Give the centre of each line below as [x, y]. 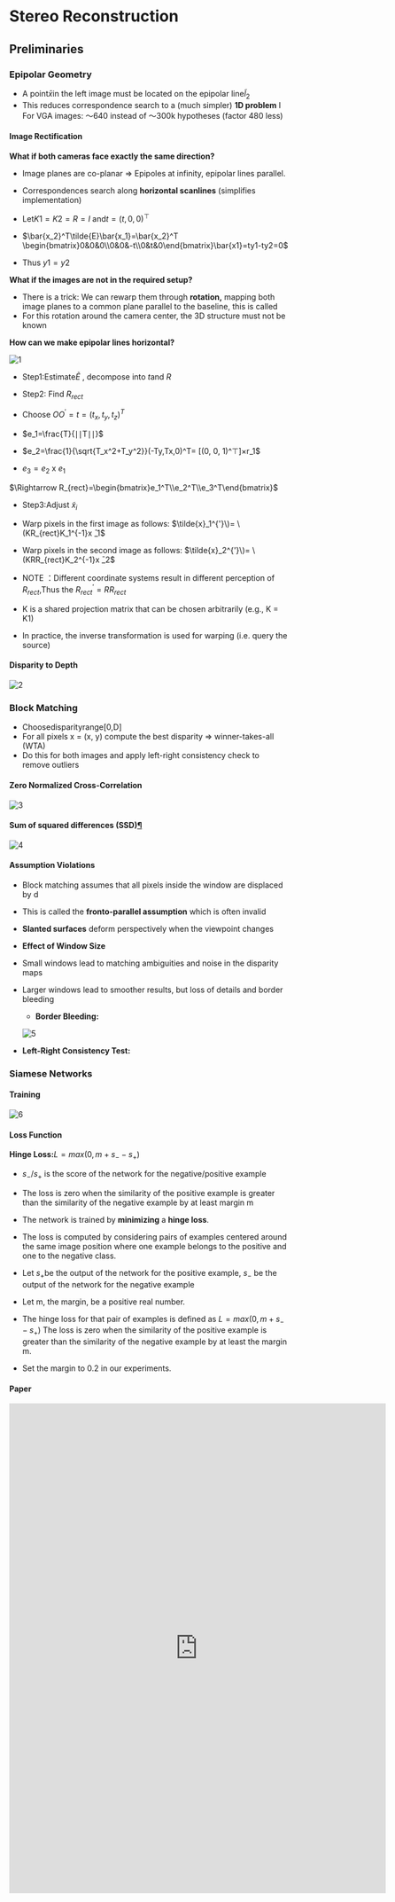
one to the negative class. [69, 1256]
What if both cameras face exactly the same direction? [112, 156]
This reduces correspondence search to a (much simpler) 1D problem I [151, 105]
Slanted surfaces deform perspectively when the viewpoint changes [148, 928]
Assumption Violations [52, 865]
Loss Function [36, 1135]
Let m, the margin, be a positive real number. [104, 1302]
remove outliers [50, 765]
